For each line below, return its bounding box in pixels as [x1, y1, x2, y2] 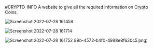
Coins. [5, 9, 18, 15]
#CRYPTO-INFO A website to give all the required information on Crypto [5, 4, 148, 10]
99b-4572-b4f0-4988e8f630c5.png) [74, 37, 148, 43]
